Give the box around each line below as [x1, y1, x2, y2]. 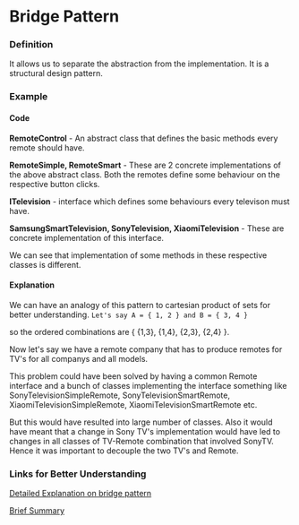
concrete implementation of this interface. [9, 232, 164, 243]
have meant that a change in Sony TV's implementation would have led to [9, 426, 280, 436]
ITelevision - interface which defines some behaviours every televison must [9, 195, 290, 207]
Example [9, 90, 48, 103]
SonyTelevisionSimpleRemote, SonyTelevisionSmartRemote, [9, 390, 231, 400]
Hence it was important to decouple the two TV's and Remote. [9, 445, 239, 456]
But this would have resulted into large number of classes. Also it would [9, 417, 273, 427]
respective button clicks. [9, 178, 100, 189]
